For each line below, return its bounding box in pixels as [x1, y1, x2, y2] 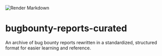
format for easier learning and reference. [5, 45, 91, 51]
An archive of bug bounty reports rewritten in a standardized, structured [5, 39, 157, 45]
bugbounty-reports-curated [5, 23, 127, 34]
